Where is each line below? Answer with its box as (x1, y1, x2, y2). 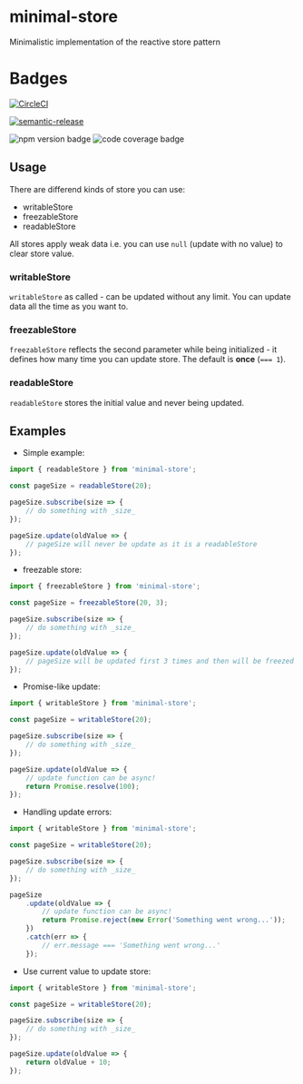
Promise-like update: (22, 681, 101, 692)
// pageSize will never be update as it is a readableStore (25, 539, 258, 548)
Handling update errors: (22, 806, 112, 818)
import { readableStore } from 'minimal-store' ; (9, 465, 197, 474)
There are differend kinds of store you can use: (9, 183, 186, 194)
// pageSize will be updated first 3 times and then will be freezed (25, 656, 295, 665)
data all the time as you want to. (9, 301, 129, 311)
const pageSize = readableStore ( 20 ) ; (9, 481, 152, 491)
